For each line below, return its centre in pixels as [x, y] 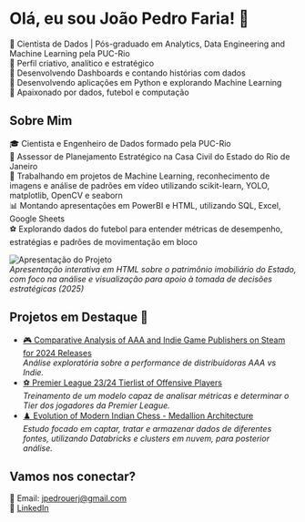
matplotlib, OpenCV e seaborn [66, 195]
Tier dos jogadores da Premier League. [96, 405]
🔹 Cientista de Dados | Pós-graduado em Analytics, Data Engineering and [147, 44]
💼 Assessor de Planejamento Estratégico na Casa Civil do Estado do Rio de [150, 156]
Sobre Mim [41, 121]
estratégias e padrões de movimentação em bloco [104, 241]
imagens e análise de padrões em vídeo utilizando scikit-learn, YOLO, [140, 185]
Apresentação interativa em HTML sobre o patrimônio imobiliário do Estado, [153, 269]
